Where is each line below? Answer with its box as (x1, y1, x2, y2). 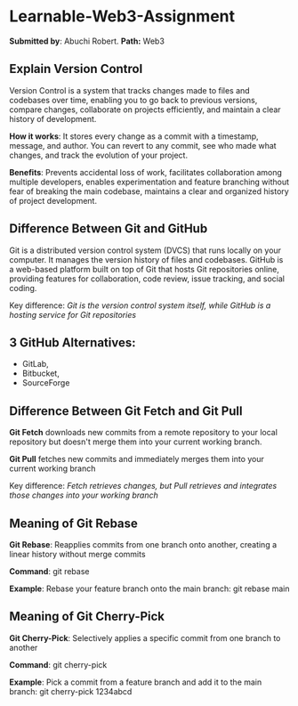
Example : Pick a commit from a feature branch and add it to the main (9, 677, 262, 687)
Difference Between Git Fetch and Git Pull (9, 403, 243, 418)
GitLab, (21, 359, 49, 369)
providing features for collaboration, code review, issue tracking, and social (9, 273, 285, 284)
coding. (9, 282, 37, 293)
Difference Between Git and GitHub (9, 221, 208, 237)
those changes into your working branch (9, 490, 158, 500)
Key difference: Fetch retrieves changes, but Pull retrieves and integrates (9, 481, 278, 491)
